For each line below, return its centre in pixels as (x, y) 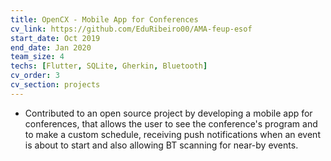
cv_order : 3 (35, 76)
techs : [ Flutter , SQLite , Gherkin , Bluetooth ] (109, 66)
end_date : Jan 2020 (51, 47)
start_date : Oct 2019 (55, 38)
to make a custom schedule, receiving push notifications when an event (172, 134)
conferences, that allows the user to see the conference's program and (171, 123)
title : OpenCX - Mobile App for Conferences (104, 19)
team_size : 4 (37, 57)
